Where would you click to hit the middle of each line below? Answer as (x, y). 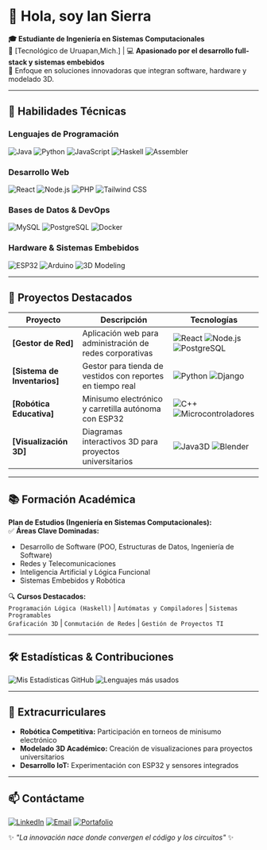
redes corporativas (118, 353)
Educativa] (33, 414)
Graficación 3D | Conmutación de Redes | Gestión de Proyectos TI (116, 623)
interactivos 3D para (120, 442)
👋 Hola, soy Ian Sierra (80, 16)
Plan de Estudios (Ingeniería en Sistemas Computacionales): (110, 522)
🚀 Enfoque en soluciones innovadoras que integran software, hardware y (128, 70)
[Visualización (40, 442)
